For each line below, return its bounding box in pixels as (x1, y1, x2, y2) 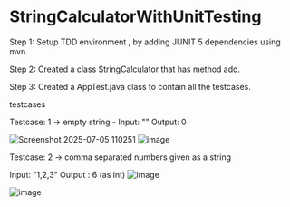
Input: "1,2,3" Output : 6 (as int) (9, 169, 126, 180)
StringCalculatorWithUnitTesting (9, 6, 262, 27)
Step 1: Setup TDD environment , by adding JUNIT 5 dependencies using (9, 36, 281, 47)
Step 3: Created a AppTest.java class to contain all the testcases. (9, 81, 251, 92)
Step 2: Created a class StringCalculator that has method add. (9, 64, 241, 74)
